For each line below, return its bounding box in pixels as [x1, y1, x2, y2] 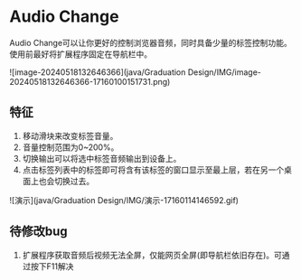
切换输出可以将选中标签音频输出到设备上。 [22, 153, 182, 163]
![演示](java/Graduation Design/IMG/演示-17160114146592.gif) [9, 194, 240, 205]
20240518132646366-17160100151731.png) [9, 76, 171, 87]
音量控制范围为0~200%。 [22, 142, 119, 153]
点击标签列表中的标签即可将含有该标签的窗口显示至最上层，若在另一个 [22, 164, 285, 175]
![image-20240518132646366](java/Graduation [9, 66, 186, 78]
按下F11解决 [30, 260, 74, 272]
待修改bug [9, 224, 68, 239]
